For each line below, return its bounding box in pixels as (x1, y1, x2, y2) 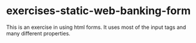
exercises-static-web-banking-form (6, 4, 191, 18)
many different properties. (6, 29, 71, 37)
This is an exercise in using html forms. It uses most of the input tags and (6, 24, 186, 31)
